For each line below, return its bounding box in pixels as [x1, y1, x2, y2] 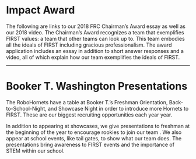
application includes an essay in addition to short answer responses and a [6, 47, 184, 54]
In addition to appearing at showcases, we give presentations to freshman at [6, 122, 190, 129]
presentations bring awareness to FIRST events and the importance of [6, 141, 175, 148]
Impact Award [6, 3, 75, 17]
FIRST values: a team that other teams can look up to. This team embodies [6, 35, 185, 42]
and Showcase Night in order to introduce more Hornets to [47, 105, 189, 112]
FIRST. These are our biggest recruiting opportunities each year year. [6, 111, 173, 118]
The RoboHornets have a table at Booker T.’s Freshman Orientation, [6, 98, 168, 105]
